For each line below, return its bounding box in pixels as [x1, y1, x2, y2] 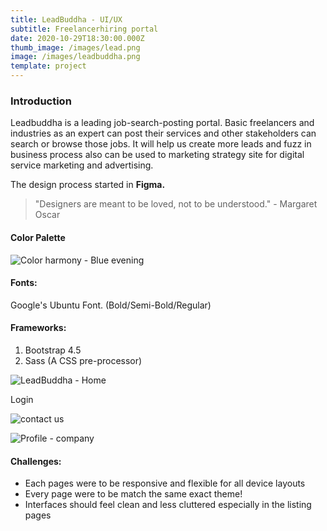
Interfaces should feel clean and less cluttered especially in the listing [24, 499, 312, 511]
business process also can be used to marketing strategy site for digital [10, 149, 305, 161]
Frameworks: [10, 322, 67, 334]
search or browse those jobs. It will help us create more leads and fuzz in [10, 138, 312, 150]
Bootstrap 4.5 [24, 344, 82, 356]
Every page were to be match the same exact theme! [24, 488, 243, 500]
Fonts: [10, 277, 38, 289]
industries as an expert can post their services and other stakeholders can [10, 127, 317, 140]
